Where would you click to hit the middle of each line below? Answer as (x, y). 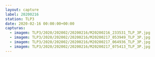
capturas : (15, 28)
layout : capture (22, 10)
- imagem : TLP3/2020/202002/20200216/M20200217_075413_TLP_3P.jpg (80, 47)
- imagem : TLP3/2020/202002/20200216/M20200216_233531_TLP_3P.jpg (80, 33)
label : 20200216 (22, 14)
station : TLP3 (20, 19)
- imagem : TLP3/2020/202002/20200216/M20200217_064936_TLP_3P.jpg (80, 42)
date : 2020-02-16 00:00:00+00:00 (40, 24)
